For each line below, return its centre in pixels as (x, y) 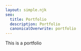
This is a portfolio (23, 43)
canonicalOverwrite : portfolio (43, 29)
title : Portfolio (28, 19)
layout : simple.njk (26, 10)
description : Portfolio (35, 24)
